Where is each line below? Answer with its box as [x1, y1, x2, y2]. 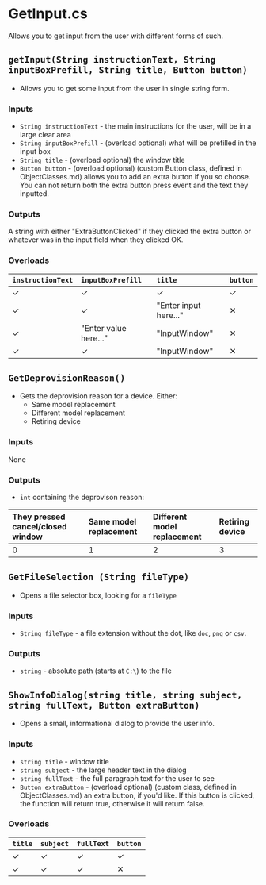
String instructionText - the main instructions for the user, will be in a [19, 121, 252, 131]
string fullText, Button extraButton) [8, 699, 200, 711]
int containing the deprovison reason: [19, 493, 145, 502]
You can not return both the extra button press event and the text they [19, 180, 249, 190]
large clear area [19, 130, 71, 140]
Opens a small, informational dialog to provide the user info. [19, 719, 215, 729]
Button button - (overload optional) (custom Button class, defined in [19, 164, 243, 173]
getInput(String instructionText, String [8, 54, 216, 66]
